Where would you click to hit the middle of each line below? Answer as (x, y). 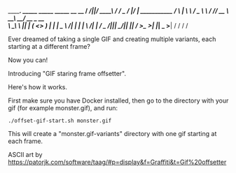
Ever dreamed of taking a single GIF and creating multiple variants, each (112, 39)
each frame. (26, 141)
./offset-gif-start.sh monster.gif (60, 121)
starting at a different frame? (49, 46)
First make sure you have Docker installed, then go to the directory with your (118, 100)
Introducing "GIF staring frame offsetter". (67, 74)
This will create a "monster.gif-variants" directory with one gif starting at (112, 134)
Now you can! (28, 60)
